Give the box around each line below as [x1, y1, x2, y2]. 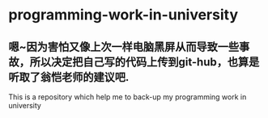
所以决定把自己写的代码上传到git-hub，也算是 [29, 55, 260, 69]
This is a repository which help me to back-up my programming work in [8, 92, 247, 102]
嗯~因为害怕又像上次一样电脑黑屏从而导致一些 [8, 40, 240, 53]
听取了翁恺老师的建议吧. [8, 70, 130, 84]
